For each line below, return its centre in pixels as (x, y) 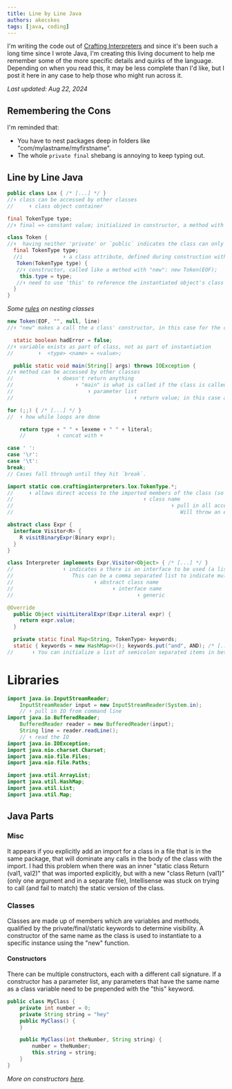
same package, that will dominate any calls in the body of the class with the (115, 858)
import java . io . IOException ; (49, 744)
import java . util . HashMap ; (46, 782)
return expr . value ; (48, 620)
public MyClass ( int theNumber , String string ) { (91, 1040)
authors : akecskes (33, 20)
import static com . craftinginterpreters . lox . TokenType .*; (92, 486)
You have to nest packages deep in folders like (84, 141)
